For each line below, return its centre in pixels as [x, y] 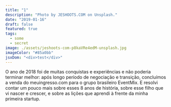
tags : [11, 34]
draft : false [19, 24]
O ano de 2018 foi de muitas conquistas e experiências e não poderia [78, 72]
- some [17, 39]
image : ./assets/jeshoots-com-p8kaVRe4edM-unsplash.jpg [66, 48]
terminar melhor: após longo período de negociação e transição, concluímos [86, 77]
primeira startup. [23, 99]
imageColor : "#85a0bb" [29, 52]
